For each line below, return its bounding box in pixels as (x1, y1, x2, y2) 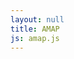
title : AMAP (10, 24, 60, 34)
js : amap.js (10, 33, 60, 43)
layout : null (10, 14, 65, 25)
